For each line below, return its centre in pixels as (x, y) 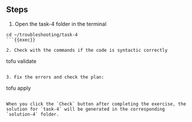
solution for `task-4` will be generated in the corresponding (86, 109)
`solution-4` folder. (33, 114)
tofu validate (21, 61)
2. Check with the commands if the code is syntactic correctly (87, 50)
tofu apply (19, 88)
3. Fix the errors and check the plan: (55, 77)
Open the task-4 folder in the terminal (61, 24)
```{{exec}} (21, 40)
